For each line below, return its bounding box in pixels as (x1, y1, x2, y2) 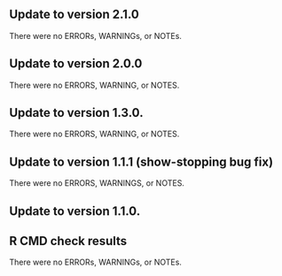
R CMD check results (9, 234, 128, 249)
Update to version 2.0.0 (9, 57, 143, 72)
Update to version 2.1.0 (9, 7, 139, 22)
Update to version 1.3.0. (9, 105, 144, 120)
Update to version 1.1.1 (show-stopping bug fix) (9, 154, 273, 169)
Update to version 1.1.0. (9, 203, 141, 218)
